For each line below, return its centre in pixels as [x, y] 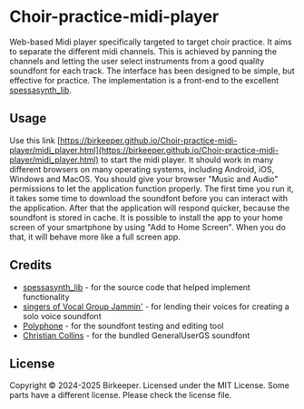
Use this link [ [35, 140]
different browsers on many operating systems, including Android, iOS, [142, 169]
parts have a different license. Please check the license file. [121, 395]
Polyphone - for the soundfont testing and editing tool [123, 326]
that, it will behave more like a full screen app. [95, 237]
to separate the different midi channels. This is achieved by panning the [143, 51]
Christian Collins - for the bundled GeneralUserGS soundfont [136, 335]
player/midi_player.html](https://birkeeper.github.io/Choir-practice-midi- [144, 150]
